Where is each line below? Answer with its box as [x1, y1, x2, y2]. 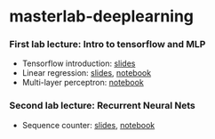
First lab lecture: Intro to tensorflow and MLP [9, 38, 206, 51]
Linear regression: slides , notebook [21, 68, 152, 78]
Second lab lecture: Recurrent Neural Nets [9, 100, 195, 112]
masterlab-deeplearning [9, 6, 194, 27]
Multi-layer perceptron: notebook [21, 78, 144, 88]
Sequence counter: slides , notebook [21, 119, 155, 130]
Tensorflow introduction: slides [21, 58, 136, 69]
